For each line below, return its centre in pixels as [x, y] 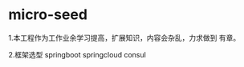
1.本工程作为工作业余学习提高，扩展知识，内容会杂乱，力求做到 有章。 [124, 37]
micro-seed [48, 15]
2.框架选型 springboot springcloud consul [77, 54]
